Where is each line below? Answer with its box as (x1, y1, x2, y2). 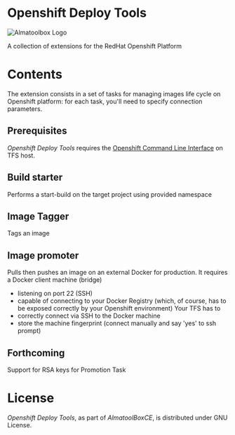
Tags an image (7, 229, 51, 238)
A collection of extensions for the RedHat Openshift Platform (7, 41, 182, 50)
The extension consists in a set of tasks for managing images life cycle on (7, 89, 221, 98)
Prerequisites (7, 125, 67, 137)
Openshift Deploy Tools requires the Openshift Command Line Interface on (7, 143, 223, 152)
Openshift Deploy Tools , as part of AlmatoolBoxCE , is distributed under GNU (7, 413, 228, 422)
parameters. (7, 104, 43, 113)
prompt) (17, 327, 41, 335)
